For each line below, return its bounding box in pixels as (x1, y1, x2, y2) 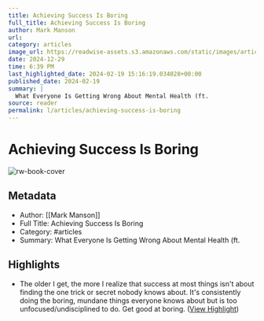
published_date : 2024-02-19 (8, 77, 101, 85)
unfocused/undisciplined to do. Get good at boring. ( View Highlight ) (19, 304, 240, 313)
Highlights (8, 258, 60, 271)
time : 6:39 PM (8, 63, 55, 71)
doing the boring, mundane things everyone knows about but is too (19, 296, 237, 305)
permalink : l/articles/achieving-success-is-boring (8, 107, 181, 115)
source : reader (8, 99, 58, 107)
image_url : (8, 48, 44, 56)
